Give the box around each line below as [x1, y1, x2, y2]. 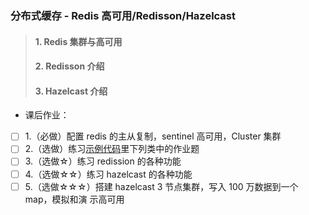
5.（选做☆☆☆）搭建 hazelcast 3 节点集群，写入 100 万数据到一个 [24, 180, 299, 192]
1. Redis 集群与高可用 [34, 35, 123, 47]
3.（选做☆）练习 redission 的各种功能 [24, 155, 182, 167]
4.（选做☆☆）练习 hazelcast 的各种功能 [24, 168, 193, 180]
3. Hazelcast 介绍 [34, 85, 108, 97]
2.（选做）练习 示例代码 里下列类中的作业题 [24, 143, 200, 155]
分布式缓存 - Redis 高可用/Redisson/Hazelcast [10, 8, 237, 22]
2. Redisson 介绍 [34, 60, 105, 72]
